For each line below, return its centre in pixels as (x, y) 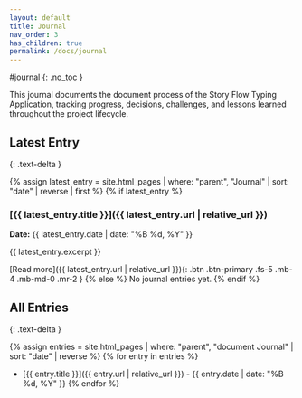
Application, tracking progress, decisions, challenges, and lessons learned (148, 104)
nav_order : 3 (34, 34)
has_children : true (46, 43)
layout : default (40, 18)
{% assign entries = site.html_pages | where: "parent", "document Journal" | (151, 347)
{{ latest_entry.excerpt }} (55, 252)
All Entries (39, 307)
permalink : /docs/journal (58, 52)
